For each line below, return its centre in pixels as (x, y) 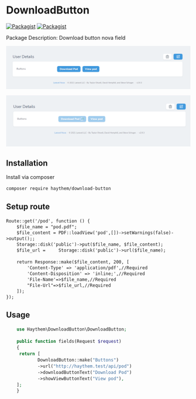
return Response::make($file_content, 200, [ (73, 262)
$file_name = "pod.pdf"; (47, 227)
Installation (27, 163)
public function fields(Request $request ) (69, 342)
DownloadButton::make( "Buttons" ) (78, 360)
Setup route (28, 207)
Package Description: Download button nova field (66, 37)
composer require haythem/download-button (59, 189)
